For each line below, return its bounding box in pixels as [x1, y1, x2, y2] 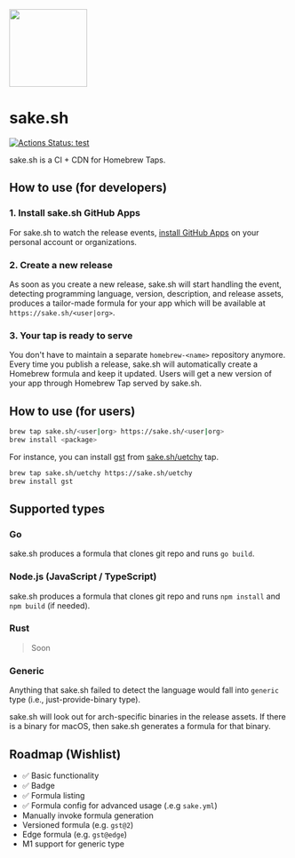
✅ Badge [21, 780, 55, 790]
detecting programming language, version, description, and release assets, [9, 288, 284, 298]
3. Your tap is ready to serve [9, 329, 133, 341]
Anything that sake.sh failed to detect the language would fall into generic [9, 685, 280, 695]
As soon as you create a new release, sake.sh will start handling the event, [9, 279, 283, 290]
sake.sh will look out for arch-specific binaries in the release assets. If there [9, 711, 286, 722]
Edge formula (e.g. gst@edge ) [21, 829, 127, 839]
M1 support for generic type [21, 838, 125, 849]
